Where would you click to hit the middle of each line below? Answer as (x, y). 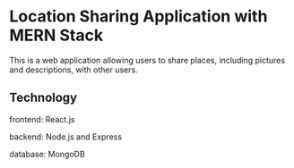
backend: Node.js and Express (66, 137)
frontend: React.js (42, 119)
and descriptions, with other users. (73, 70)
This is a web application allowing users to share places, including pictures (147, 60)
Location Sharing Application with (138, 17)
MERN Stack (56, 35)
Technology (43, 98)
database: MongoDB (47, 154)
